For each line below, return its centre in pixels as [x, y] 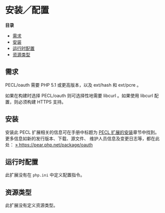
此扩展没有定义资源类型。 [31, 205]
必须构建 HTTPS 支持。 [42, 102]
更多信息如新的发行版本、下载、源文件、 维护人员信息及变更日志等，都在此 [82, 138]
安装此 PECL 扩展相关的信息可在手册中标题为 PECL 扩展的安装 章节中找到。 [82, 132]
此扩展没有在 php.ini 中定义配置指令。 [45, 175]
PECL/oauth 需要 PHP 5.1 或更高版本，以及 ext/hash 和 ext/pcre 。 [73, 85]
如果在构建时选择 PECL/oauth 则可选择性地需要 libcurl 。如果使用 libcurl [79, 95]
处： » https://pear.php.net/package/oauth [49, 145]
